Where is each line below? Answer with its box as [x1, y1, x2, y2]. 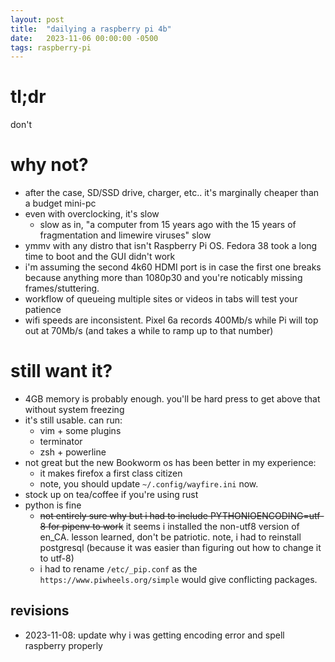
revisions [10, 602, 70, 620]
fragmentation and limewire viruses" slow [39, 229, 212, 241]
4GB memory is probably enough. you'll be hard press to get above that [24, 393, 321, 405]
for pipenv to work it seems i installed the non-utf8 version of [48, 521, 300, 533]
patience [24, 304, 62, 316]
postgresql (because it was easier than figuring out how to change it [39, 542, 322, 554]
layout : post [10, 14, 65, 25]
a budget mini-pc [24, 197, 97, 210]
